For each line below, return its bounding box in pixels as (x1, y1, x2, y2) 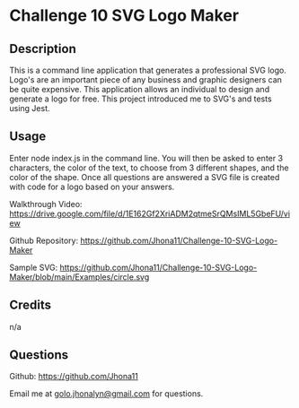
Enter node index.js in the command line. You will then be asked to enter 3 (9, 152, 284, 163)
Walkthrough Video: (9, 198, 83, 209)
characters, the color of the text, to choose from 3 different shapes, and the (9, 162, 289, 173)
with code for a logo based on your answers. (9, 181, 175, 192)
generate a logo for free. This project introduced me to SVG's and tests (9, 93, 272, 104)
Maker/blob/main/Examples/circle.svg (9, 271, 150, 282)
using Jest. (9, 103, 51, 113)
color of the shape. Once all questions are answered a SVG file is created (9, 171, 280, 182)
